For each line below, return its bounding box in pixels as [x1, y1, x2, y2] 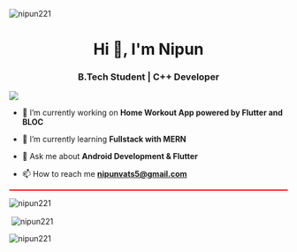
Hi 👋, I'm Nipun [93, 40, 204, 59]
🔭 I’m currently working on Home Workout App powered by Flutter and [21, 107, 283, 118]
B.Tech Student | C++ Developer [78, 71, 219, 83]
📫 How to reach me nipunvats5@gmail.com [21, 169, 187, 179]
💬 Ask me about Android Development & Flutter [21, 151, 199, 162]
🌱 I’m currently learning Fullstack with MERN [21, 134, 187, 145]
